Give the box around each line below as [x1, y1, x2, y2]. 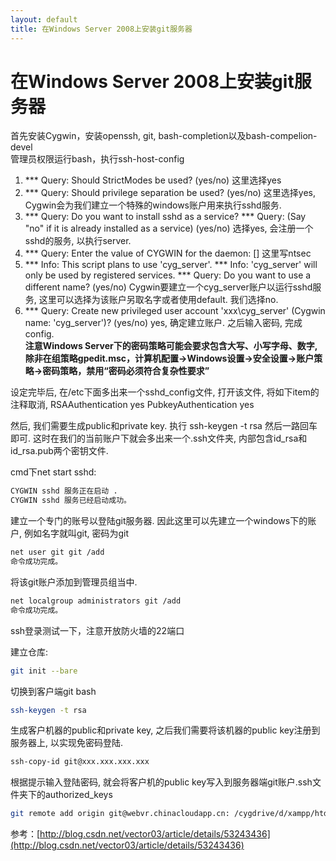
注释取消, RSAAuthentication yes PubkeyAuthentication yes [10, 399, 255, 411]
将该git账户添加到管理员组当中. [10, 576, 138, 588]
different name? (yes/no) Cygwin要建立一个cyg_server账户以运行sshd [24, 281, 313, 293]
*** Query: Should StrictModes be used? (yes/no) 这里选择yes [24, 174, 282, 186]
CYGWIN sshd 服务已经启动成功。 [10, 496, 132, 506]
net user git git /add [10, 547, 105, 558]
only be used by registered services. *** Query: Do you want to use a [24, 269, 312, 281]
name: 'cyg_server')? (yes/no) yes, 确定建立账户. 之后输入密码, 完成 [24, 317, 303, 329]
